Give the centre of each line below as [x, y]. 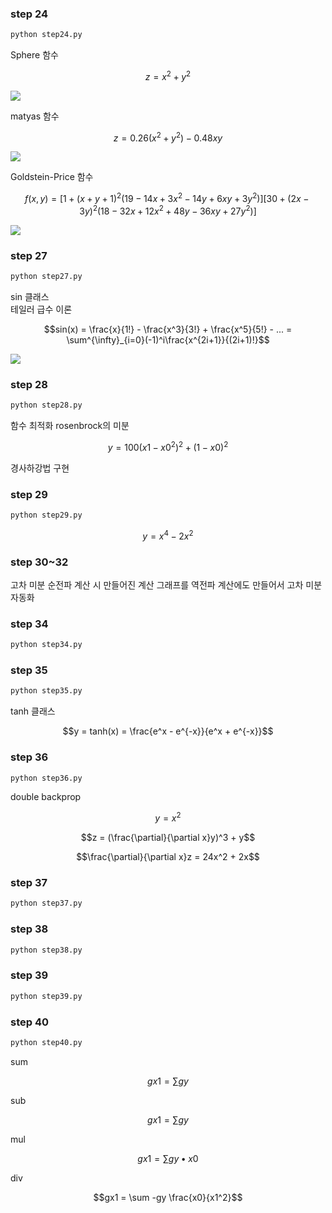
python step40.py [46, 1042]
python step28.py [46, 405]
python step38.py [46, 950]
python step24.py [46, 35]
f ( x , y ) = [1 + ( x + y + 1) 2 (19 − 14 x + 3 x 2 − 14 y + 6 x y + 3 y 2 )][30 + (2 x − [167, 198]
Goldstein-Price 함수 [52, 177]
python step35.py [46, 691]
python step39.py [46, 996]
